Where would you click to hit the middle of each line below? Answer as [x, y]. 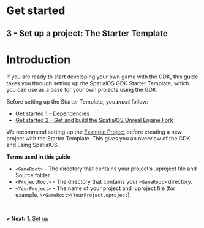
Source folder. [33, 175]
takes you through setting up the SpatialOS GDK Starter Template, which [98, 83]
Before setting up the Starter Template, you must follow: [77, 101]
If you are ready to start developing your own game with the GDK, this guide [102, 77]
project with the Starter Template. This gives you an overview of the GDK [98, 138]
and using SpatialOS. [33, 145]
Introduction [39, 59]
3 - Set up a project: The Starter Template [87, 33]
